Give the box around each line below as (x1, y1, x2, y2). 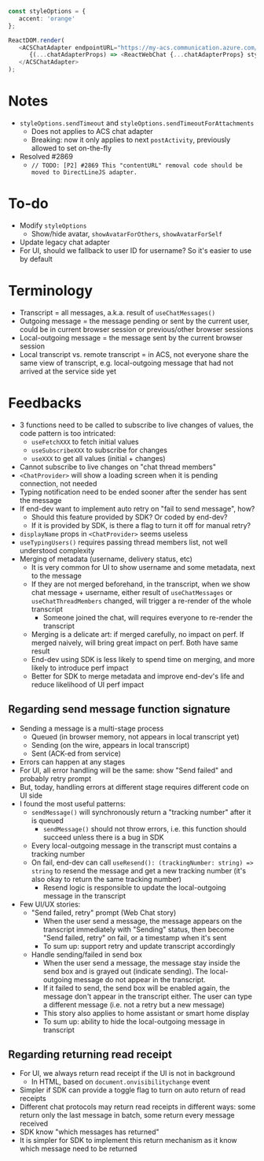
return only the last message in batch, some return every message (19, 1111, 235, 1120)
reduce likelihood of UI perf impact (31, 679, 145, 689)
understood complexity (19, 545, 95, 555)
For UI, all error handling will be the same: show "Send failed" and (19, 765, 233, 775)
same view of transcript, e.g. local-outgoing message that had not (19, 358, 234, 367)
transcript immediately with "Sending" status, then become (42, 925, 235, 934)
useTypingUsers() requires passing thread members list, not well (19, 537, 228, 547)
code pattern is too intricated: (19, 428, 116, 437)
